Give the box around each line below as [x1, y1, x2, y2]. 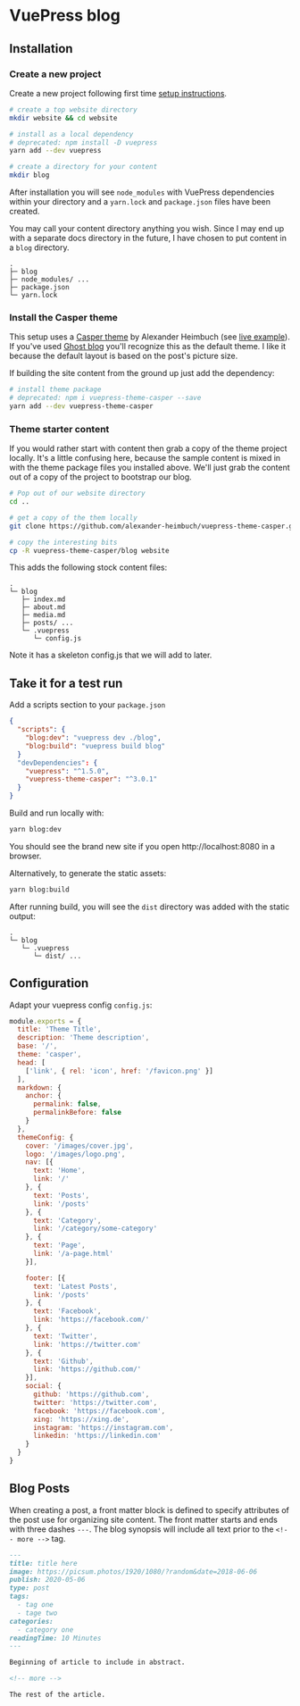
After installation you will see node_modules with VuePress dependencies [9, 187, 275, 197]
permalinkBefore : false [32, 1108, 122, 1117]
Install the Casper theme [9, 311, 119, 323]
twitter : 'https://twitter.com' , [32, 1398, 158, 1407]
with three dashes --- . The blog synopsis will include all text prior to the [9, 1524, 274, 1535]
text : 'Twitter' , [32, 1332, 98, 1341]
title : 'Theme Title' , [17, 1024, 102, 1034]
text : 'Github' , [32, 1357, 94, 1366]
